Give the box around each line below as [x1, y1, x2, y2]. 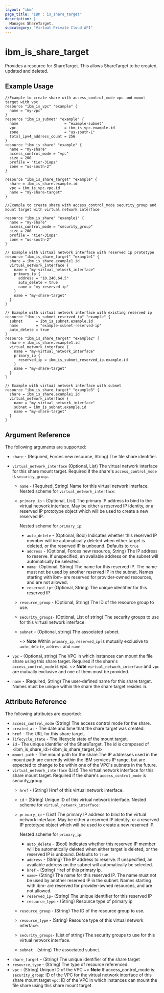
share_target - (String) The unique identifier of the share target [12, 956, 141, 962]
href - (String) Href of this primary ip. [26, 867, 102, 873]
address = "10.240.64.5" [18, 276, 69, 280]
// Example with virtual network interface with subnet [5, 383, 121, 388]
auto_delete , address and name [19, 643, 81, 649]
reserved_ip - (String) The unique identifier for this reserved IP [26, 893, 152, 899]
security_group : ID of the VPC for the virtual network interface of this [12, 972, 152, 978]
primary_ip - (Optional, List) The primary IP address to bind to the [19, 497, 152, 503]
